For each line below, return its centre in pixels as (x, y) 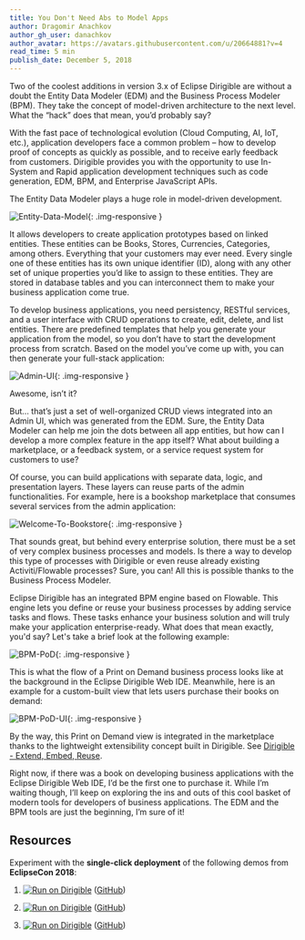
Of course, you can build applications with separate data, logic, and (136, 477)
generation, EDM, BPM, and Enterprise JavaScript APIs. (114, 181)
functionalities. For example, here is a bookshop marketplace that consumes (152, 496)
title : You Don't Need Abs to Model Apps (89, 18)
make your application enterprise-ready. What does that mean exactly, (142, 627)
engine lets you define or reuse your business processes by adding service (151, 608)
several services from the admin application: (92, 506)
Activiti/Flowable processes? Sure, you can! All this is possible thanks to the (152, 571)
